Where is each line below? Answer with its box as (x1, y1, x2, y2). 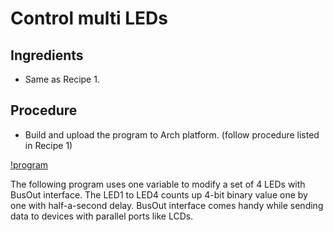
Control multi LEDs (10, 7, 168, 30)
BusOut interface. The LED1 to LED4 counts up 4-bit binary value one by (10, 188, 308, 201)
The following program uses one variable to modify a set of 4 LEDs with (10, 178, 306, 190)
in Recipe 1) (24, 139, 73, 151)
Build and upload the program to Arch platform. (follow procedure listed (24, 128, 320, 141)
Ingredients (10, 47, 84, 64)
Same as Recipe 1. (24, 73, 100, 85)
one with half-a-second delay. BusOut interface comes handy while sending (10, 199, 324, 211)
